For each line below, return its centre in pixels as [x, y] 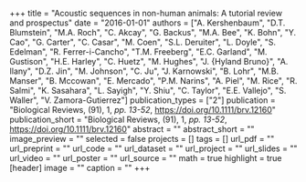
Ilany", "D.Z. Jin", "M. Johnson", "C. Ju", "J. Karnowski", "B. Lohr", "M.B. [144, 71]
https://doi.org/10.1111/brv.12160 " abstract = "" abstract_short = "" [132, 129]
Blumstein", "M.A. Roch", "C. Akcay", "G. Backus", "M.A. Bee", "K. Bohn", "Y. [153, 32]
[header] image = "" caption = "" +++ [80, 168]
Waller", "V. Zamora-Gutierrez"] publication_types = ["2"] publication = [142, 100]
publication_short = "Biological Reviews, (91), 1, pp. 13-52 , [118, 119]
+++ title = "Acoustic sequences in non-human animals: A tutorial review [146, 13]
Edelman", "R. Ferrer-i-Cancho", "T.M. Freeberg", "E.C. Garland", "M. [138, 52]
